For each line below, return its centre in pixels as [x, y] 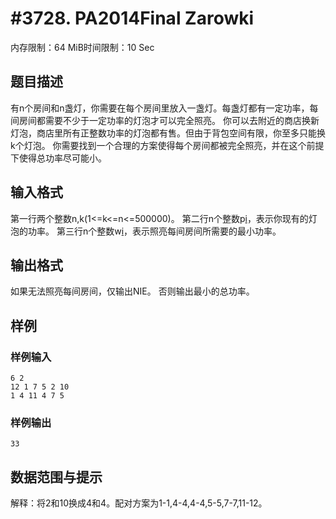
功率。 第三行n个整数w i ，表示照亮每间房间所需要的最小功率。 [154, 231]
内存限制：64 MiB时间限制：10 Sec [82, 47]
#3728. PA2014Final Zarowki [132, 18]
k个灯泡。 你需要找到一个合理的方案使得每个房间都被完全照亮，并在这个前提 [167, 145]
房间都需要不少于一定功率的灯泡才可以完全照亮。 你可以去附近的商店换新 [169, 120]
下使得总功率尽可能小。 [58, 158]
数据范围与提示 [56, 477]
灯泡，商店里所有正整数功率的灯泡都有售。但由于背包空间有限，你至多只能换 [168, 133]
